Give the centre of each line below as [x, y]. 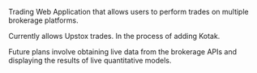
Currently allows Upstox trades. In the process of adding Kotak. [114, 36]
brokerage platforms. [43, 20]
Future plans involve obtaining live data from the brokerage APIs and [123, 52]
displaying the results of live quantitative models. [90, 60]
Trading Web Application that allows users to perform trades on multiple [128, 12]
